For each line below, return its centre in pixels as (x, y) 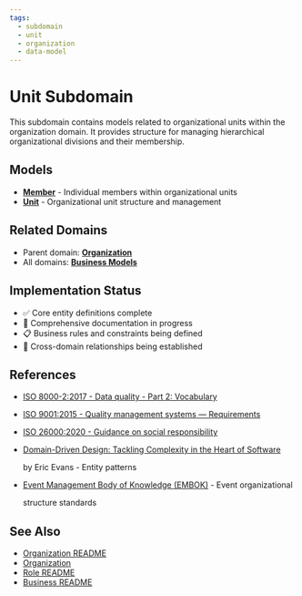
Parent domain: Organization (77, 252)
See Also (35, 531)
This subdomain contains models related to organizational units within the (147, 122)
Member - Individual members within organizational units (130, 191)
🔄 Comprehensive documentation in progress (107, 323)
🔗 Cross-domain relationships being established (112, 346)
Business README (57, 582)
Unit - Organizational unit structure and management (122, 201)
